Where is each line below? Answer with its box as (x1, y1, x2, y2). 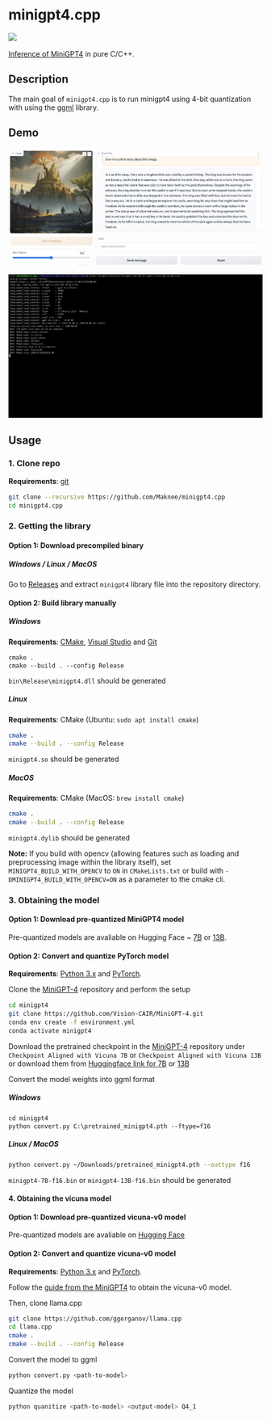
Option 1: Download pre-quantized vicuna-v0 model (8, 1212, 186, 1222)
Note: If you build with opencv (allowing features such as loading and (8, 848, 240, 858)
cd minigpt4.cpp (8, 501, 63, 510)
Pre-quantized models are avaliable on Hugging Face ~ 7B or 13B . (8, 933, 227, 942)
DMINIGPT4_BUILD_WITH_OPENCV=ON (8, 875, 117, 884)
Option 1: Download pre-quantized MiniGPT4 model (8, 915, 185, 924)
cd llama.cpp (8, 1323, 52, 1331)
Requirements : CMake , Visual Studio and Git (8, 637, 157, 646)
